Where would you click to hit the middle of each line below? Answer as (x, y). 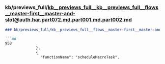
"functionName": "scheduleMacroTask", (80, 57)
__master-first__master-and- (40, 13)
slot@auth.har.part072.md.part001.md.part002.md (69, 20)
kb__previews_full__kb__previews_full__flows (103, 7)
